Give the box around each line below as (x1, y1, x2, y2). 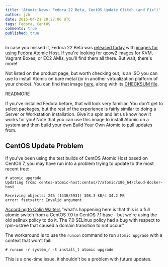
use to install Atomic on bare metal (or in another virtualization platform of (5, 76, 158, 81)
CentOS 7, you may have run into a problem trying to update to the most (5, 160, 154, 166)
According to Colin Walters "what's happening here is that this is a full (5, 206, 150, 212)
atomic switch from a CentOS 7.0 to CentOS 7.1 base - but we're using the (5, 212, 157, 218)
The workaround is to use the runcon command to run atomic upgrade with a (5, 232, 162, 238)
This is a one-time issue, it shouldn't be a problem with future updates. (5, 256, 152, 262)
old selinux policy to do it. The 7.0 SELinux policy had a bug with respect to (5, 217, 160, 223)
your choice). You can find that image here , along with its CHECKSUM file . (5, 81, 159, 87)
